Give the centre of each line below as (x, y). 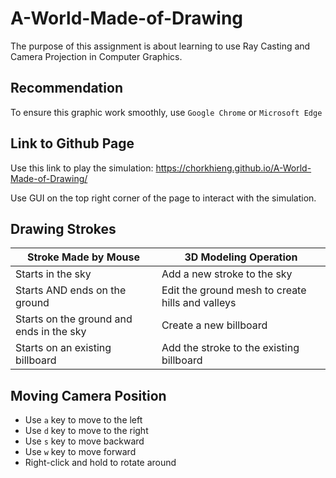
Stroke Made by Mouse (83, 257)
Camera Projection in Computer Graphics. (96, 56)
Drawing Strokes (63, 228)
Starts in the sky (53, 274)
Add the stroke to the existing (230, 348)
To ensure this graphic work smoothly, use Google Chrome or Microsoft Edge (166, 112)
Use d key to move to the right (86, 431)
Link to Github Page (72, 143)
